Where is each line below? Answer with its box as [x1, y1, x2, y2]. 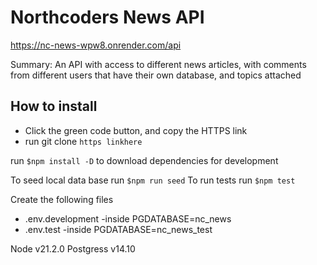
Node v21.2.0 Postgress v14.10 [10, 242, 136, 255]
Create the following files [10, 193, 114, 205]
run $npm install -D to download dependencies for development [10, 154, 279, 166]
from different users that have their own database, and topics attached [10, 69, 302, 81]
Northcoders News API [10, 6, 205, 29]
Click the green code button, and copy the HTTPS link [24, 124, 248, 136]
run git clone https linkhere [24, 135, 143, 147]
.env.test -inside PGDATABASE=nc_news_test [24, 223, 213, 235]
